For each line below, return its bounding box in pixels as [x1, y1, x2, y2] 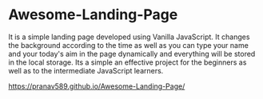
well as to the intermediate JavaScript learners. [8, 65, 164, 75]
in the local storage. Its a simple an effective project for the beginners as [8, 57, 247, 67]
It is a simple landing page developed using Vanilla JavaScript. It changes [8, 32, 250, 42]
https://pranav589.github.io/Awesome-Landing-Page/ [8, 81, 185, 91]
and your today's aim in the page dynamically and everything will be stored [8, 49, 256, 58]
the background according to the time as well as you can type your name [8, 40, 249, 49]
